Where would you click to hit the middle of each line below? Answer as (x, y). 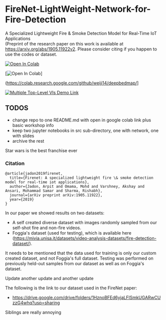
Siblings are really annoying (33, 313)
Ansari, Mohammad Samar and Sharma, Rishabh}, (54, 191)
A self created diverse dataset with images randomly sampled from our (84, 223)
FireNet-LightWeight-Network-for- (78, 9)
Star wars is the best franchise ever (41, 150)
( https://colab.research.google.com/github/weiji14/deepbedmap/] (72, 83)
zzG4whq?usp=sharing (36, 303)
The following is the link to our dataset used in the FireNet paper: (71, 288)
